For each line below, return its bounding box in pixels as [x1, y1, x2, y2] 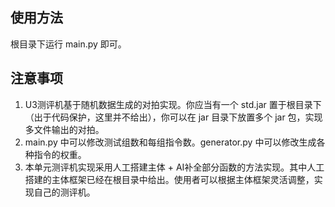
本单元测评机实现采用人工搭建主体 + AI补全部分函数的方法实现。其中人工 [24, 161, 325, 173]
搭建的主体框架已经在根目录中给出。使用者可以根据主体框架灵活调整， [24, 173, 315, 185]
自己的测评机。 [33, 186, 96, 198]
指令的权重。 [33, 148, 87, 160]
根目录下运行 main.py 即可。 [10, 38, 127, 50]
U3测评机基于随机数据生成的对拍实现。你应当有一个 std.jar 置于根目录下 [24, 98, 322, 110]
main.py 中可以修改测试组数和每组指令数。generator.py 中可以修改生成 [24, 136, 317, 148]
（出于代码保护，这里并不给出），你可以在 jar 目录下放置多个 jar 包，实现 [24, 111, 323, 123]
